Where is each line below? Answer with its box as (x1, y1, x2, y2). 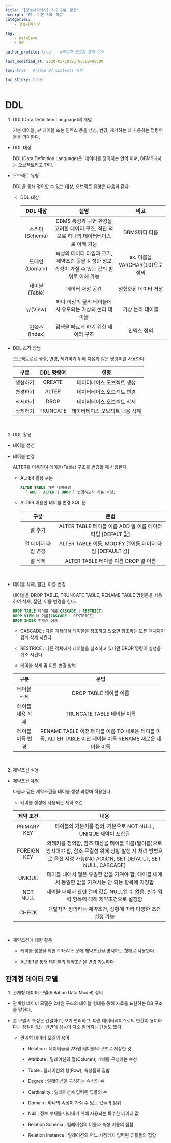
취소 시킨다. (20, 651, 44, 657)
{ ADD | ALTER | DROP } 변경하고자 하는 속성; (24, 490, 116, 495)
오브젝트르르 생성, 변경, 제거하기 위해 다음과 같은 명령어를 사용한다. (12, 356, 146, 362)
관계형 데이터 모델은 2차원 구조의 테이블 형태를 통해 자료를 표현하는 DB (12, 1000, 154, 1006)
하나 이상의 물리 (55, 299, 92, 306)
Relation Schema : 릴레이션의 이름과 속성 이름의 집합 (27, 1121, 134, 1127)
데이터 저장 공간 (66, 286, 102, 293)
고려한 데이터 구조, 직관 (54, 225, 107, 232)
